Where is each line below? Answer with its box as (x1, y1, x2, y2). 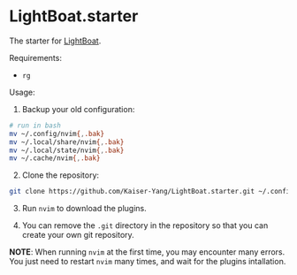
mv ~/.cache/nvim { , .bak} (9, 154, 101, 163)
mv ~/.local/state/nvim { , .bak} (9, 146, 125, 155)
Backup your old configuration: (21, 103, 135, 114)
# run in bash (9, 121, 62, 130)
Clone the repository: (21, 170, 100, 180)
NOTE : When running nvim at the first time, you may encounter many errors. (9, 247, 286, 257)
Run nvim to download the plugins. (21, 203, 148, 214)
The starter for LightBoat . (9, 35, 102, 46)
